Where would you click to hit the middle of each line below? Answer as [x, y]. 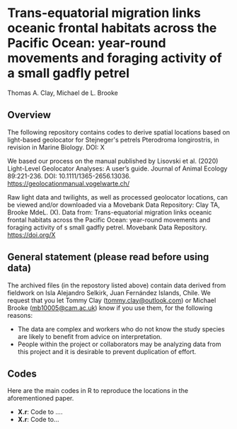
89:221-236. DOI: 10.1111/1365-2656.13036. [69, 176]
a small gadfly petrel [68, 73]
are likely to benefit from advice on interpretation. [90, 336]
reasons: [20, 315]
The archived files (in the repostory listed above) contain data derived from [117, 285]
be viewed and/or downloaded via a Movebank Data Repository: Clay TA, [114, 205]
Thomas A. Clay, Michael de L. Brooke [63, 93]
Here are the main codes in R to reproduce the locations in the [98, 391]
